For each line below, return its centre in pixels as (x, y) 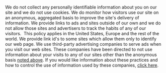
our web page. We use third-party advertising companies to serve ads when (83, 44)
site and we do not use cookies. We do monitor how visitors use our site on (82, 12)
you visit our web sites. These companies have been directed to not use (79, 49)
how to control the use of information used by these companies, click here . (82, 65)
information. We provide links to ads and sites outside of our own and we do (83, 23)
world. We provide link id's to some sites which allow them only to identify (81, 39)
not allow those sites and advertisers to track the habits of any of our (76, 28)
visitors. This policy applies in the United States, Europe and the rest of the (82, 34)
